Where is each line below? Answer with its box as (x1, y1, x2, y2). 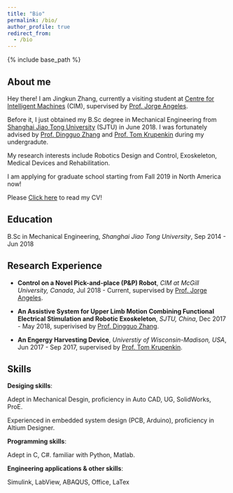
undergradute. (7, 137, 49, 146)
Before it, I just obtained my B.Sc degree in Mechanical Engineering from (7, 115, 217, 123)
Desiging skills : (7, 382, 52, 390)
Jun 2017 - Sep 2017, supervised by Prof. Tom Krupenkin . (17, 342, 183, 351)
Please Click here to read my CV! (7, 193, 103, 202)
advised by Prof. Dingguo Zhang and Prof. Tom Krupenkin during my (7, 130, 204, 139)
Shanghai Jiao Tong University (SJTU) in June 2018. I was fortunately (7, 123, 208, 131)
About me (7, 76, 51, 88)
